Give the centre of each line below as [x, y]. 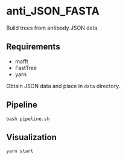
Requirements [33, 47]
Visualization [32, 137]
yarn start [20, 151]
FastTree [26, 68]
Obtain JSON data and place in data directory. [63, 86]
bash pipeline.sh [28, 119]
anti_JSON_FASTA [53, 11]
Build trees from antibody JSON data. [53, 28]
